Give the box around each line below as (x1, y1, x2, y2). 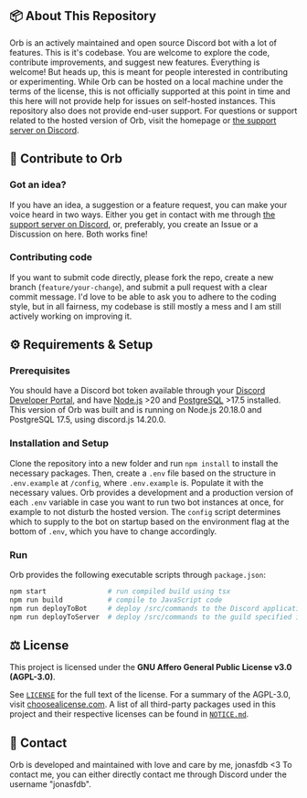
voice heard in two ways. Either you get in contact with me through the (9, 209, 276, 220)
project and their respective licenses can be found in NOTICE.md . (9, 709, 249, 719)
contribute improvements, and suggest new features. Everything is (9, 57, 260, 68)
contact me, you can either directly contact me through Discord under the (9, 769, 288, 780)
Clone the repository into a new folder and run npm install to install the (9, 457, 279, 468)
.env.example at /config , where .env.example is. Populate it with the (9, 477, 264, 488)
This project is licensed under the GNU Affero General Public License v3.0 (9, 662, 292, 673)
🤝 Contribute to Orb (9, 151, 123, 167)
